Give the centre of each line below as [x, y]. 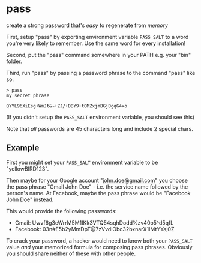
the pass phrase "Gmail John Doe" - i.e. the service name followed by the [97, 186]
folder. [14, 61]
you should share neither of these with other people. [71, 253]
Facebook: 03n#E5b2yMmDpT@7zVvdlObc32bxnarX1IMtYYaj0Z [94, 229]
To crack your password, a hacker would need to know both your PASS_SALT [100, 240]
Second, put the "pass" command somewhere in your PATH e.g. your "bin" [98, 55]
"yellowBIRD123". [28, 168]
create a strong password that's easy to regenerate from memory [87, 25]
